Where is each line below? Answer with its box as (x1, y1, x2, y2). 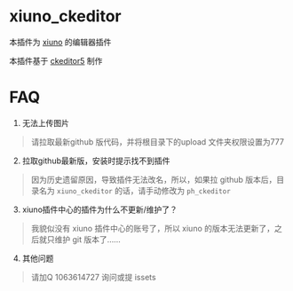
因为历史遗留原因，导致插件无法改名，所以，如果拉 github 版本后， (30, 174, 277, 185)
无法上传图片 (21, 117, 69, 128)
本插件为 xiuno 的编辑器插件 (9, 36, 112, 47)
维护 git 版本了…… (54, 233, 122, 245)
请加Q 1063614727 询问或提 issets (30, 271, 157, 282)
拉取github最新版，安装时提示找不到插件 (21, 155, 170, 166)
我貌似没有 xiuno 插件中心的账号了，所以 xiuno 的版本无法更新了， (30, 223, 275, 233)
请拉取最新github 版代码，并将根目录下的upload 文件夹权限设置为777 (30, 136, 284, 147)
